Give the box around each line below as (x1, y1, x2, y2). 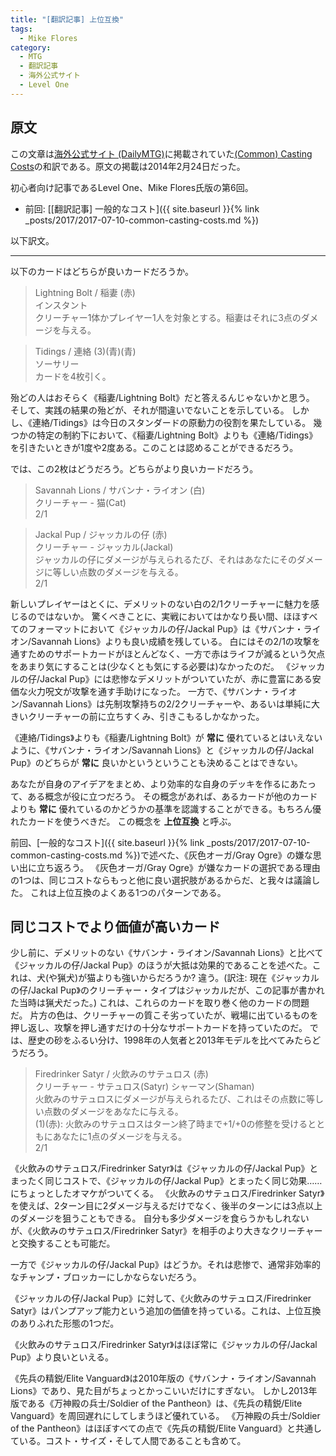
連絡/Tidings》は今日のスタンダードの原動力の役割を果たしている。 (31, 416, 312, 428)
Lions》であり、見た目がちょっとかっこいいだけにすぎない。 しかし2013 (10, 1385, 309, 1397)
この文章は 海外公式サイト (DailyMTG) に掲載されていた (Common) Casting (10, 147, 313, 160)
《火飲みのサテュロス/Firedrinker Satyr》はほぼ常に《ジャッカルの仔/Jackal (10, 1339, 318, 1351)
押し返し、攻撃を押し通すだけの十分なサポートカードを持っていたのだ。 (10, 1022, 308, 1034)
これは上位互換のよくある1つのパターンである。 (29, 886, 227, 898)
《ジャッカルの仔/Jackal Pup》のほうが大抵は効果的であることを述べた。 (10, 959, 313, 971)
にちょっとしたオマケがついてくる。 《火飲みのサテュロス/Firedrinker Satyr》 (10, 1187, 325, 1200)
